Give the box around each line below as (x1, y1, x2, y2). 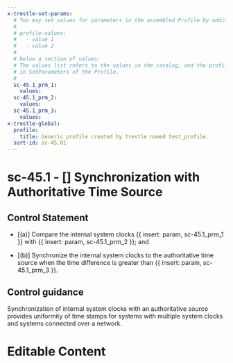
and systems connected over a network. (7, 319, 123, 328)
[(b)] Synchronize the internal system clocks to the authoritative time (17, 251, 214, 259)
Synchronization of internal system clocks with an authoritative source (7, 304, 208, 313)
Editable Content (7, 344, 106, 360)
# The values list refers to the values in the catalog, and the (13, 62, 207, 69)
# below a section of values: (13, 56, 101, 63)
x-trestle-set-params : (7, 10, 73, 17)
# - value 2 (13, 42, 54, 49)
